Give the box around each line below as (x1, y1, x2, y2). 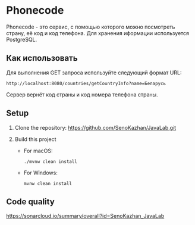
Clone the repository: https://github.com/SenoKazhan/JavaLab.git (14, 124, 177, 131)
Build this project (14, 135, 56, 143)
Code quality (6, 196, 55, 207)
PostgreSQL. (6, 36, 37, 43)
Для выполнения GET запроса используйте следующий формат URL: (6, 69, 182, 76)
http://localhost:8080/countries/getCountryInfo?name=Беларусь (6, 80, 166, 86)
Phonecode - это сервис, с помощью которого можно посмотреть (6, 23, 175, 30)
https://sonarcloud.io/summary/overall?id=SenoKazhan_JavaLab (6, 212, 165, 220)
